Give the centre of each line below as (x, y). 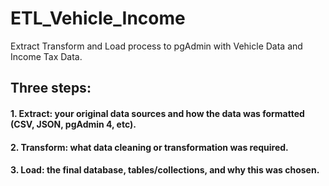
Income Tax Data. (46, 56)
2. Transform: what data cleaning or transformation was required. (149, 147)
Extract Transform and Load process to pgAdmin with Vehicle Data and (156, 46)
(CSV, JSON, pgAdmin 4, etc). (73, 124)
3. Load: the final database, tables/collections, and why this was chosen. (165, 170)
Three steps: (51, 88)
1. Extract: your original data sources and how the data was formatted (157, 113)
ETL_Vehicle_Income (98, 18)
